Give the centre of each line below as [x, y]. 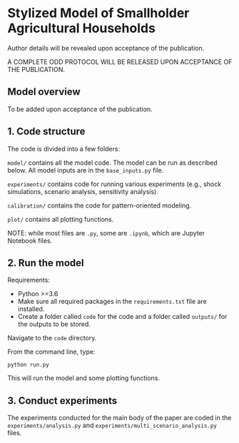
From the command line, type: [51, 352]
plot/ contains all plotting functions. [61, 219]
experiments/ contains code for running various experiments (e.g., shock [115, 184]
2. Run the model [46, 263]
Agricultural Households [81, 28]
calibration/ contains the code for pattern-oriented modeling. [100, 205]
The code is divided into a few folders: [63, 148]
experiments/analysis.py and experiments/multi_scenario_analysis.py [112, 425]
